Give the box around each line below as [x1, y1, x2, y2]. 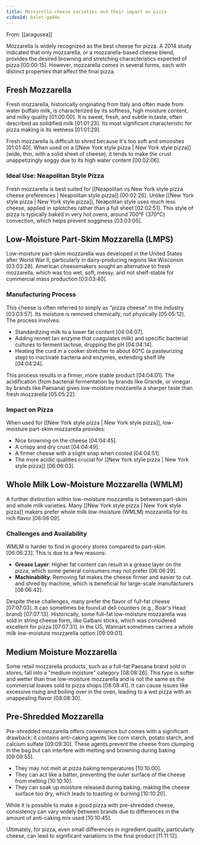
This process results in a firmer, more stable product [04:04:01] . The [6, 371, 175, 379]
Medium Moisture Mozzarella [6, 647, 118, 657]
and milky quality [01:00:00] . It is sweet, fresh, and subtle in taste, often [6, 113, 183, 121]
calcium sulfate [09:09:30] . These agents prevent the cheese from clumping [6, 740, 194, 747]
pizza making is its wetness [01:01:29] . [6, 126, 101, 133]
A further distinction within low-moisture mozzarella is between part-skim [6, 495, 187, 502]
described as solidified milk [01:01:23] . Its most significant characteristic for [6, 120, 192, 127]
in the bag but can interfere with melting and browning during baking [6, 746, 176, 754]
